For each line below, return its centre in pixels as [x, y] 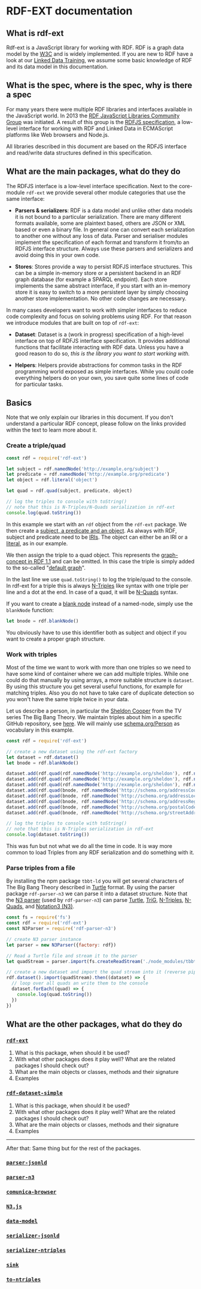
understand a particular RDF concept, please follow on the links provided [96, 424]
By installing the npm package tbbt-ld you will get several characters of [95, 881]
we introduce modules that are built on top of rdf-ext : [73, 322]
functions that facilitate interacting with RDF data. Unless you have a [99, 347]
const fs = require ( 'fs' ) [38, 917]
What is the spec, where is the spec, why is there [99, 85]
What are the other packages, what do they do [94, 1024]
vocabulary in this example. [40, 730]
